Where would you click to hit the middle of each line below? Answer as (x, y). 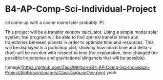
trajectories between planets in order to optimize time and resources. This (79, 42)
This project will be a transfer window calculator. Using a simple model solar (81, 32)
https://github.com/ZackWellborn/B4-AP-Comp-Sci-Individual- (86, 67)
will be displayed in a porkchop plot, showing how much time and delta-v (79, 47)
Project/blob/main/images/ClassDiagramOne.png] (55, 72)
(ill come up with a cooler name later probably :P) (54, 22)
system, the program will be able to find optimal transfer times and (72, 37)
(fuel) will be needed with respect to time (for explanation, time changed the (81, 53)
